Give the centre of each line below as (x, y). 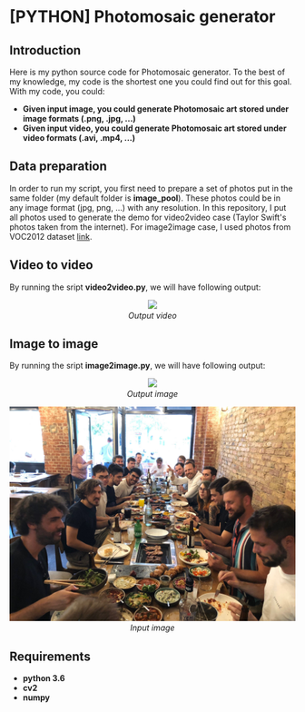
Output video (152, 315)
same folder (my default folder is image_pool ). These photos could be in (145, 198)
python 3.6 (44, 678)
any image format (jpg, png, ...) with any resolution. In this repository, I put (148, 207)
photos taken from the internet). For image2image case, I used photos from (150, 227)
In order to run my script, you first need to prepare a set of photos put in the (151, 188)
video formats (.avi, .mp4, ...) (79, 138)
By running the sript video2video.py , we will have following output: (135, 287)
